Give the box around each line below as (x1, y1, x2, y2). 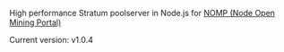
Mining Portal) (9, 17, 62, 28)
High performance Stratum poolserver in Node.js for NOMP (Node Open (9, 8, 276, 18)
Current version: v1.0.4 (9, 35, 94, 45)
